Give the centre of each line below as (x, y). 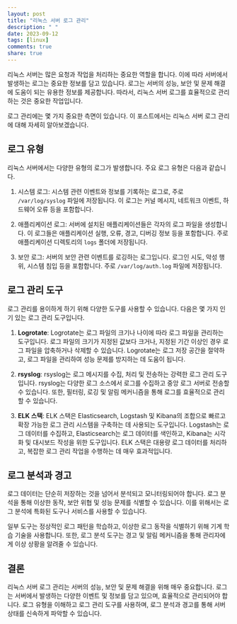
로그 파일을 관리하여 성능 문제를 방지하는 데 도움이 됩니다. (106, 359)
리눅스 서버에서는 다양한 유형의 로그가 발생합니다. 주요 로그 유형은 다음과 (107, 168)
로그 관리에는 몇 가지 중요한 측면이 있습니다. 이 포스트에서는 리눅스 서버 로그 (112, 116)
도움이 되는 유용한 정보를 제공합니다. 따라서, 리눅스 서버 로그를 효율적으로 (116, 92)
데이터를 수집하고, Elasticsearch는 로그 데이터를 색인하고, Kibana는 (119, 433)
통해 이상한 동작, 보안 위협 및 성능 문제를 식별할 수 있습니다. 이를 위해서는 (121, 502)
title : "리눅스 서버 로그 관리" (48, 21)
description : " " (33, 27)
